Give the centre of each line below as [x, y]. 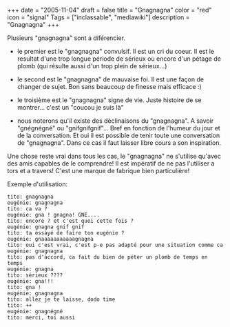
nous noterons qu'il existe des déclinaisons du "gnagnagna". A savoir [115, 121]
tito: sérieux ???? [35, 275]
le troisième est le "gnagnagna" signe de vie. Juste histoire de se [109, 100]
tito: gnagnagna [30, 197]
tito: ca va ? [28, 209]
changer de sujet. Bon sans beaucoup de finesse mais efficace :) [109, 87]
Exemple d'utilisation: [37, 184]
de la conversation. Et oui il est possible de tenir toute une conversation [118, 135]
